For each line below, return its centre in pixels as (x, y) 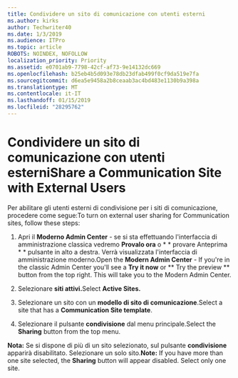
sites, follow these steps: (44, 223)
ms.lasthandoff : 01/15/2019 (49, 101)
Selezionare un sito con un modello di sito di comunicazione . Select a (120, 302)
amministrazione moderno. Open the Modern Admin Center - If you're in (124, 259)
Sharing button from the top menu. (69, 331)
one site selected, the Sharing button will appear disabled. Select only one (117, 360)
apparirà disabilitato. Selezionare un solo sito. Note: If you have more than (115, 353)
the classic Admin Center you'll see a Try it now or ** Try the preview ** (124, 267)
